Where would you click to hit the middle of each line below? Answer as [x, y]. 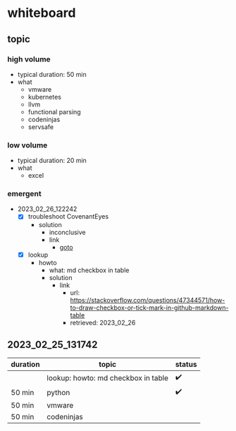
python [58, 392]
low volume [27, 145]
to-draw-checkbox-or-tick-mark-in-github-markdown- [149, 308]
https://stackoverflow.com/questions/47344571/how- [148, 300]
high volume [29, 59]
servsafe [41, 127]
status [186, 365]
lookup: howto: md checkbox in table [108, 377]
